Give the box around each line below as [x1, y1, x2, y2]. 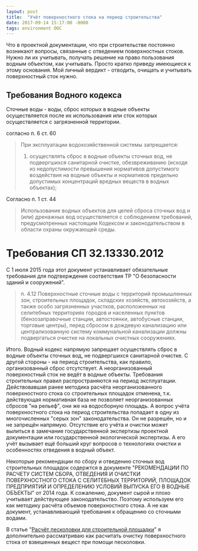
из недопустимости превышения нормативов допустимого [29, 165, 179, 172]
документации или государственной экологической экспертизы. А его [6, 434, 186, 441]
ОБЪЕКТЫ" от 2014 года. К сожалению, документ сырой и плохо [6, 489, 171, 496]
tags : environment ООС [6, 25, 62, 31]
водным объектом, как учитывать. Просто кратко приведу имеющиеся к [6, 60, 191, 67]
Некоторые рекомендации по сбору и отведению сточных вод [6, 458, 165, 465]
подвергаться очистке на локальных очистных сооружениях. [20, 334, 177, 341]
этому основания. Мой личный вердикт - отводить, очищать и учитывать [6, 66, 192, 74]
